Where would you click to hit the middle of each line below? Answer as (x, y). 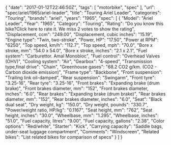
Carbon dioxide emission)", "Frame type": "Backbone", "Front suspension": (84, 72)
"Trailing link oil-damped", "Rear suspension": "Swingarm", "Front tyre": (81, 78)
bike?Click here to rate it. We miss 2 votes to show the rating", (70, 29)
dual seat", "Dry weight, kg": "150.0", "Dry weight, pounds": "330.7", (77, 105)
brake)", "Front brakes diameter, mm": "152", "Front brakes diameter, (77, 88)
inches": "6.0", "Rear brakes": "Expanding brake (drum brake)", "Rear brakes (85, 94)
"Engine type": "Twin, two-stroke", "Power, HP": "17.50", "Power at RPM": (82, 40)
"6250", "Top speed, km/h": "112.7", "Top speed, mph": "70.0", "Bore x (79, 45)
